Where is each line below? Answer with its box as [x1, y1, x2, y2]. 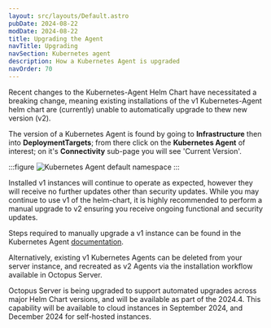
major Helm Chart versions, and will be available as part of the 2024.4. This [8, 294, 261, 304]
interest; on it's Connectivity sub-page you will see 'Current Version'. [8, 146, 243, 155]
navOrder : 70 [8, 65, 53, 73]
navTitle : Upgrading [8, 42, 79, 50]
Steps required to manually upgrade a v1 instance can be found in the [8, 228, 242, 238]
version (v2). [8, 113, 51, 123]
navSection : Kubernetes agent [8, 50, 111, 58]
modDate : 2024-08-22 [8, 27, 79, 35]
